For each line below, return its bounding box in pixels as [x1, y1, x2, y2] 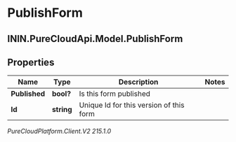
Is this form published [79, 89, 151, 99]
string [51, 105, 72, 115]
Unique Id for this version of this [79, 100, 185, 110]
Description [118, 77, 159, 87]
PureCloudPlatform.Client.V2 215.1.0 [7, 127, 112, 136]
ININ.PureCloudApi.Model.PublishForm [7, 33, 183, 45]
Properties [7, 56, 55, 68]
